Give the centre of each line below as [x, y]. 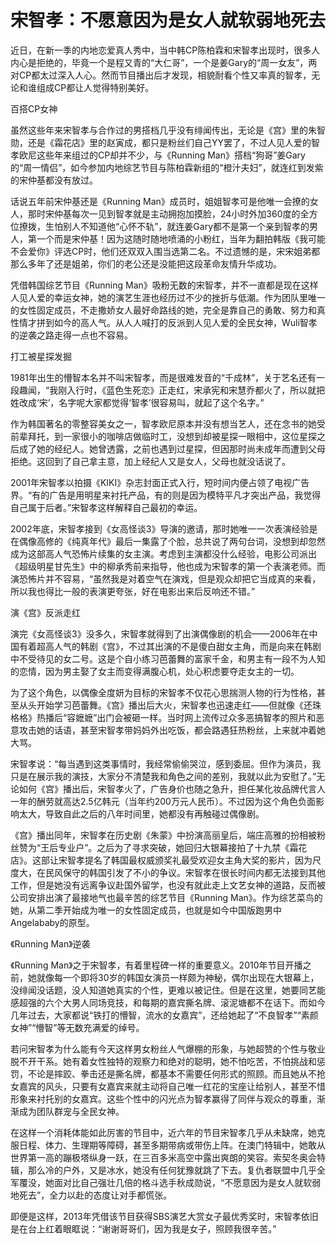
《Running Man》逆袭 [50, 943]
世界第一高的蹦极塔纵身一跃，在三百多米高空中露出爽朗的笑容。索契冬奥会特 [168, 1157]
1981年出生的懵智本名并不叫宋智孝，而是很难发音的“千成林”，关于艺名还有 [163, 377]
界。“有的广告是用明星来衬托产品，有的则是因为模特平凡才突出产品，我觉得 [166, 495]
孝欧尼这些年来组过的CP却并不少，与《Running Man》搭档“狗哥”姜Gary [158, 155]
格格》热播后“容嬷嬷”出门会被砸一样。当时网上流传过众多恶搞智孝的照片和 [163, 717]
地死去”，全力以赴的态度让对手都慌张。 [91, 1195]
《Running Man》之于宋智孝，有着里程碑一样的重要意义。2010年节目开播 [156, 965]
